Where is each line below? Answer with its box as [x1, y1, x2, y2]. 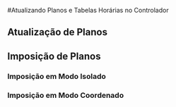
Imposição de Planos [7, 50, 101, 62]
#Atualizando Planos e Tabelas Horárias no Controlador [7, 6, 169, 14]
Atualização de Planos [7, 26, 108, 38]
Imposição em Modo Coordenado [7, 90, 124, 100]
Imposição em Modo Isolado [7, 71, 106, 81]
